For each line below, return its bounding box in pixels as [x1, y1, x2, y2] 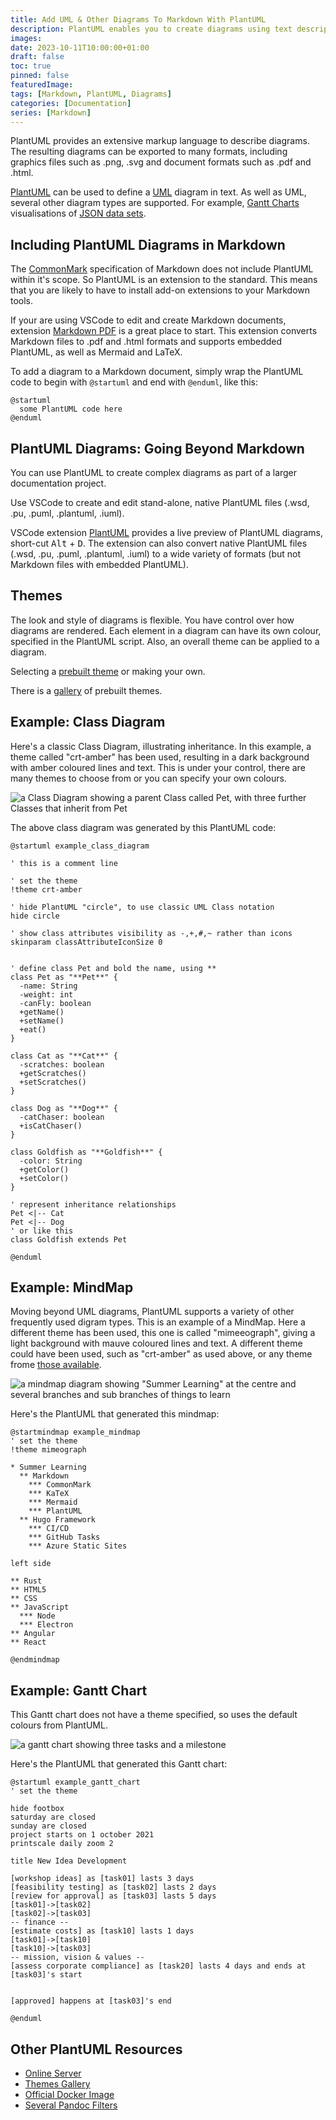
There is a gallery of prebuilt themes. [10, 684, 163, 696]
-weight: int [19, 989, 74, 1000]
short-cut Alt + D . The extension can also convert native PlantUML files [10, 537, 308, 549]
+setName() [19, 1016, 65, 1026]
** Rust [10, 1576, 43, 1586]
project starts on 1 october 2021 [10, 1830, 155, 1840]
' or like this [10, 1226, 74, 1236]
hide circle [10, 911, 60, 921]
